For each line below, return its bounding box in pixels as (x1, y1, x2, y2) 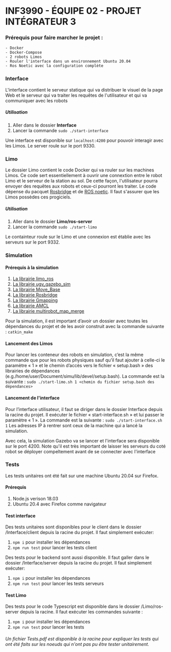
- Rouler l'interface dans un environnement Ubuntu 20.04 (5, 59, 131, 64)
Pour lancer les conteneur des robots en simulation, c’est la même (5, 351, 144, 358)
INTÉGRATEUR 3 (5, 16, 76, 27)
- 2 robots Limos (5, 54, 42, 60)
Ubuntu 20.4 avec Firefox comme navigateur (12, 501, 107, 507)
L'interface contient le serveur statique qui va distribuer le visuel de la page (5, 86, 163, 93)
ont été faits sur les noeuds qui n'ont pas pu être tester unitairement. (5, 641, 149, 647)
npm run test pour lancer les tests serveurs (12, 580, 104, 587)
